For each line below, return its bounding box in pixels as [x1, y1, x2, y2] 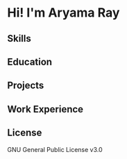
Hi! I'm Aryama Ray [7, 5, 120, 21]
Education [7, 56, 53, 67]
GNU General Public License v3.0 [7, 145, 103, 153]
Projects [7, 80, 44, 92]
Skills [7, 33, 31, 44]
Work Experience [7, 103, 84, 115]
